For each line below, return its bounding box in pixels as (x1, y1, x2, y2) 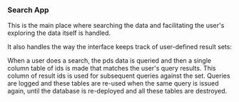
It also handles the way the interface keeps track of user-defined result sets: (7, 43, 232, 51)
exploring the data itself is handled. (7, 29, 111, 37)
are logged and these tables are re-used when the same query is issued (7, 79, 219, 88)
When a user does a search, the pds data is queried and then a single (7, 56, 212, 65)
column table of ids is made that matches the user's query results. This (7, 64, 216, 73)
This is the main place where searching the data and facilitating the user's (7, 21, 225, 30)
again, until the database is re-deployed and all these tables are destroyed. (7, 87, 228, 96)
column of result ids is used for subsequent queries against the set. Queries (7, 71, 230, 80)
